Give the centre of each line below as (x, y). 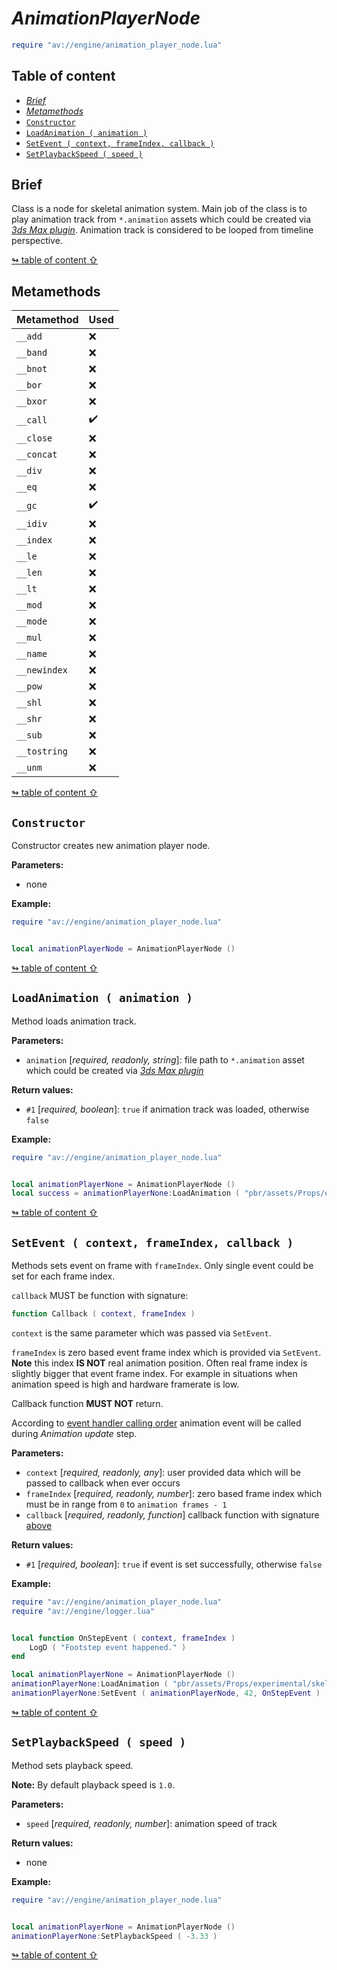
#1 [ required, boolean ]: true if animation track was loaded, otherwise (167, 1109)
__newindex (42, 670)
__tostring (42, 751)
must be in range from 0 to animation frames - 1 (126, 1504)
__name (32, 654)
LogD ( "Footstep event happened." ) (108, 1647)
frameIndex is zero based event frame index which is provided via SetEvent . (166, 1352)
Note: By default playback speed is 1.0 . (93, 1784)
